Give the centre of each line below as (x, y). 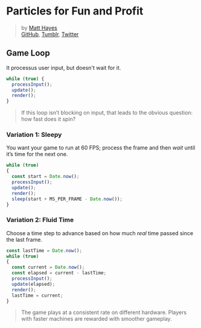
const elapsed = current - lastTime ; (59, 273)
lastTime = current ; (37, 295)
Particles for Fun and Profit (75, 11)
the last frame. (24, 239)
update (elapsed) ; (33, 284)
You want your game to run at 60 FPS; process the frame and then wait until (101, 148)
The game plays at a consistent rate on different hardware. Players (104, 312)
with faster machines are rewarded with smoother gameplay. (96, 319)
